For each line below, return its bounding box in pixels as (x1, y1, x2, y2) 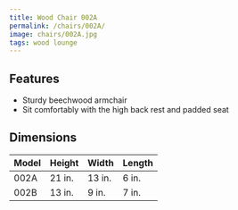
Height (49, 156, 79, 169)
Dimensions (9, 130, 78, 146)
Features (9, 71, 60, 86)
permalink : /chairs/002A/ (9, 21, 105, 30)
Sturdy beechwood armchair (21, 95, 127, 105)
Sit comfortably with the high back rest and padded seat (21, 105, 229, 115)
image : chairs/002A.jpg (9, 29, 98, 38)
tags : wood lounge (9, 38, 78, 47)
